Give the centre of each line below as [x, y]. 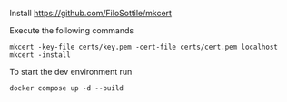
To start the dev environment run [71, 72]
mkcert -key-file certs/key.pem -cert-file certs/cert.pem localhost [144, 47]
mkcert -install [40, 55]
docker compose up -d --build [67, 88]
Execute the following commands [72, 30]
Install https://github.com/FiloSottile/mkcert [91, 13]
